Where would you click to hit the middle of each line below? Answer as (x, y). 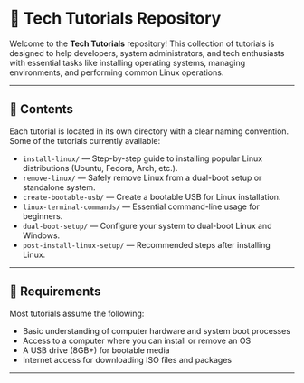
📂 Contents (42, 109)
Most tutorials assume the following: (77, 313)
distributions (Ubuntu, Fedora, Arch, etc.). (100, 168)
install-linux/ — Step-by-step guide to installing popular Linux (142, 158)
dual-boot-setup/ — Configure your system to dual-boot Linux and (147, 225)
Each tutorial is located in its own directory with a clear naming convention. (149, 131)
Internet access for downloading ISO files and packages (127, 359)
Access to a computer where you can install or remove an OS (137, 340)
